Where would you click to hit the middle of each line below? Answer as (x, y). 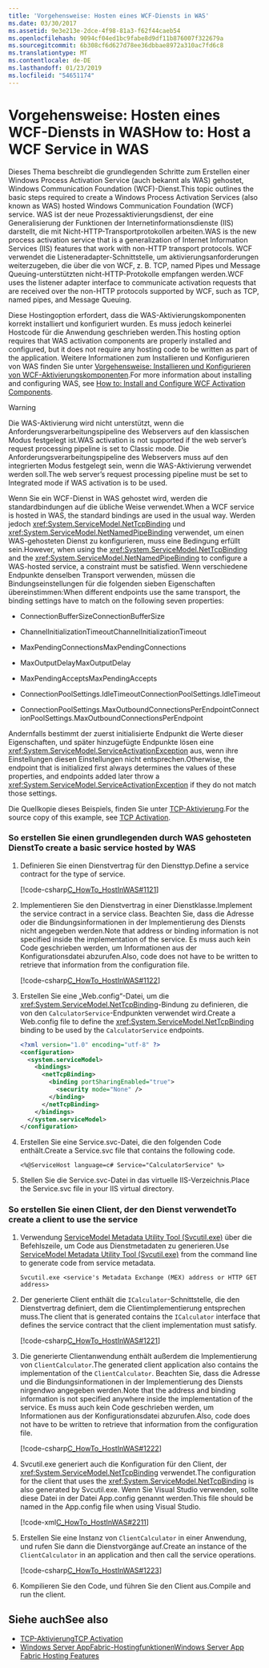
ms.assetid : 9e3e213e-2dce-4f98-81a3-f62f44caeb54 (94, 31)
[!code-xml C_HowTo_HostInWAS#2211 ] (84, 1522)
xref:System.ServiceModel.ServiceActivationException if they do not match (132, 784)
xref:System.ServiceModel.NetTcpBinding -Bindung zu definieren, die (134, 1004)
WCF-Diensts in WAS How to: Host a (130, 132)
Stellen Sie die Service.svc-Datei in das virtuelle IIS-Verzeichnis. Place (134, 1180)
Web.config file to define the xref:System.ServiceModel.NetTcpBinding (137, 1021)
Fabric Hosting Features (60, 1656)
